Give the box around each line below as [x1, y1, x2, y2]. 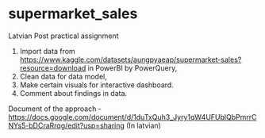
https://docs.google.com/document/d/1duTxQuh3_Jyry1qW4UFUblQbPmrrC [8, 112, 257, 121]
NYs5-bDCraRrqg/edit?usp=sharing [8, 121, 125, 130]
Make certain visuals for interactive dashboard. [19, 80, 175, 90]
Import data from [19, 46, 75, 56]
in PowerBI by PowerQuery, [87, 63, 178, 72]
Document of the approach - [8, 104, 102, 113]
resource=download [19, 63, 86, 72]
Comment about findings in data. [19, 88, 128, 98]
